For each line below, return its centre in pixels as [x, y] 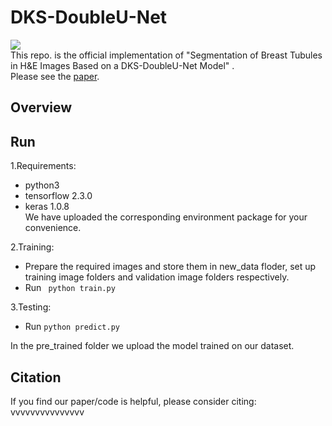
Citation [36, 377]
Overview [41, 107]
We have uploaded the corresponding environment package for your [166, 217]
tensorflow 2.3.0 [58, 196]
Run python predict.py [72, 327]
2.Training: [32, 247]
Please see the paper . [55, 76]
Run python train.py [70, 288]
